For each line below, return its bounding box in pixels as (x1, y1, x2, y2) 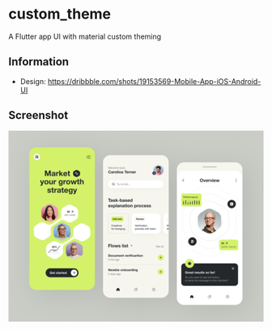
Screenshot (8, 108, 69, 122)
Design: (19, 76, 46, 86)
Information (8, 55, 70, 69)
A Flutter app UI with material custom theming (8, 32, 162, 41)
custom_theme (8, 5, 112, 23)
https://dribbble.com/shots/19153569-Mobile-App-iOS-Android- (47, 76, 261, 86)
